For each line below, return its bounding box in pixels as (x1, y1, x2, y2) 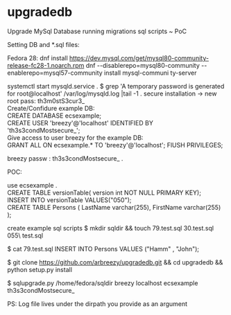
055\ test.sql (7, 231, 44, 240)
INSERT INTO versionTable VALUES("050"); (7, 195, 132, 204)
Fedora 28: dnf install (7, 53, 68, 62)
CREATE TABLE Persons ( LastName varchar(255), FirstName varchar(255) (7, 203, 221, 211)
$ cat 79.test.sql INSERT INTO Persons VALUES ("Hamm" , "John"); (7, 244, 200, 253)
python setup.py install (7, 265, 73, 273)
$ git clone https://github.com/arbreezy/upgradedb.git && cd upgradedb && (7, 258, 223, 267)
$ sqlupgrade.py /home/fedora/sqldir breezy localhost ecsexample (7, 278, 198, 287)
